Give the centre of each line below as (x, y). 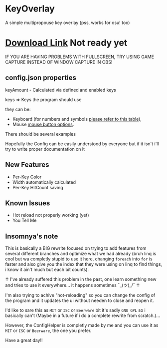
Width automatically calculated (44, 182)
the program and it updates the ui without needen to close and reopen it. (80, 300)
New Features (27, 165)
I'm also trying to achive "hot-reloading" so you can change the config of (80, 295)
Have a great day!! (24, 340)
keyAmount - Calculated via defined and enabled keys (61, 90)
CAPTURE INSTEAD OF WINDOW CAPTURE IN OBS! (59, 62)
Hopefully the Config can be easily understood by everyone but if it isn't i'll (82, 144)
